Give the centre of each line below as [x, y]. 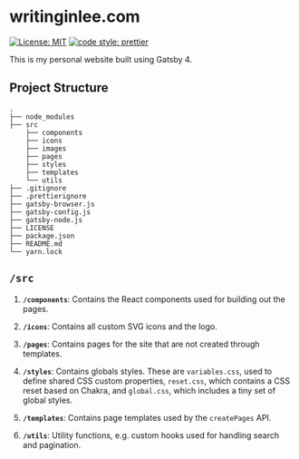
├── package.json [42, 236]
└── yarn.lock [36, 251]
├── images [46, 148]
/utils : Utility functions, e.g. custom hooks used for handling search [150, 435]
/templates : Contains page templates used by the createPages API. [147, 417]
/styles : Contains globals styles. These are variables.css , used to [147, 371]
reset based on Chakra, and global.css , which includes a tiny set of [149, 390]
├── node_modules [42, 117]
